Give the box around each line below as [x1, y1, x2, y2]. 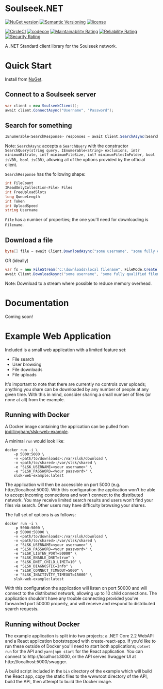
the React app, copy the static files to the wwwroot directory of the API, [5, 673, 148, 679]
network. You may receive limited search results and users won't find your [5, 497, 154, 503]
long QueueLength [5, 194, 40, 199]
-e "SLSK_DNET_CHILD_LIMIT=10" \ [14, 559, 81, 565]
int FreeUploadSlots [5, 189, 47, 195]
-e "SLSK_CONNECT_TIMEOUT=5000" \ [14, 568, 83, 573]
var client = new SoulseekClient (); [5, 103, 79, 108]
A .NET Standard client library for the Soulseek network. [5, 43, 117, 49]
